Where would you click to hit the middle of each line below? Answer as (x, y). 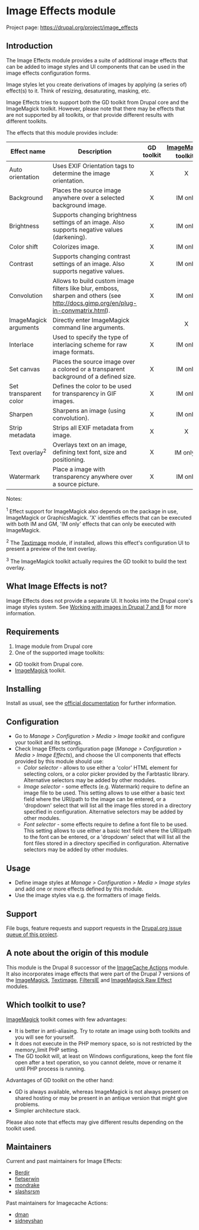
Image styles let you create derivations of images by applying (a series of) (97, 84)
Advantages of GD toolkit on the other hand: (60, 1080)
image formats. (73, 352)
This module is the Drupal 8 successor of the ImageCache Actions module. (98, 967)
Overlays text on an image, (90, 445)
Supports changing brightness (95, 215)
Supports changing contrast (91, 256)
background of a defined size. (94, 377)
